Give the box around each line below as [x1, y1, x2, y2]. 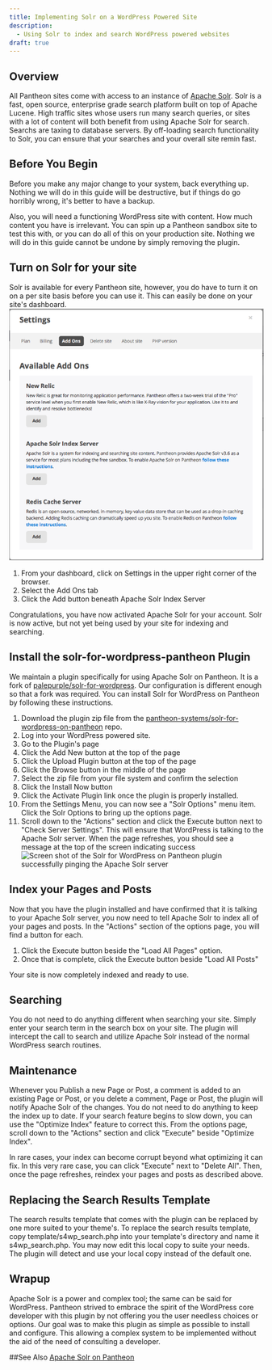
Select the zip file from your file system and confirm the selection [20, 773, 239, 783]
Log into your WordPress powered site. [20, 730, 151, 740]
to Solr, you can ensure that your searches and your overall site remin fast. [9, 134, 257, 144]
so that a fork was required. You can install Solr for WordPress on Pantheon [9, 689, 261, 698]
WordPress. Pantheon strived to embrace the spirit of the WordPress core [9, 1302, 254, 1312]
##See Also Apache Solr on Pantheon [9, 1352, 135, 1362]
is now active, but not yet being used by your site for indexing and [9, 618, 229, 628]
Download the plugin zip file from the [20, 713, 144, 723]
